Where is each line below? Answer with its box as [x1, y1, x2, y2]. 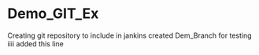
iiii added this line [7, 38, 64, 48]
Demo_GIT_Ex [7, 5, 99, 23]
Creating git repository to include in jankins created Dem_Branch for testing [7, 31, 253, 40]
